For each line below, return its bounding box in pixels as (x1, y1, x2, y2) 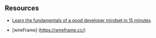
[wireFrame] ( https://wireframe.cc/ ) (12, 27, 86, 33)
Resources (5, 4, 39, 12)
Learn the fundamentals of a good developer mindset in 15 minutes (12, 17, 151, 23)
